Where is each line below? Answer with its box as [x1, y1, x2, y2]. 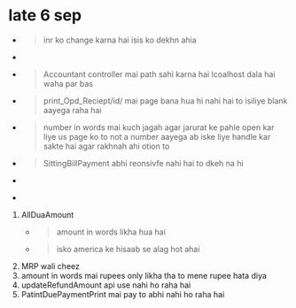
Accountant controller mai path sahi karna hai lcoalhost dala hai [43, 68, 276, 80]
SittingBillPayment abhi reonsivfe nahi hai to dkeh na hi [43, 158, 245, 168]
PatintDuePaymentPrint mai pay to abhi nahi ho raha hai [20, 289, 225, 299]
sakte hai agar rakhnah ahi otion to [43, 141, 170, 151]
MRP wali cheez [20, 260, 81, 271]
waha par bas [43, 78, 94, 89]
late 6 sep [8, 5, 82, 26]
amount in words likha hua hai [56, 227, 166, 237]
